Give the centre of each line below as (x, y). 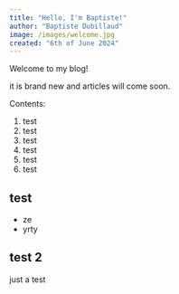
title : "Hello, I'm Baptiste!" (68, 18)
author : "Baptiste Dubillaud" (66, 26)
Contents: (28, 104)
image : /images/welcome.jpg (62, 34)
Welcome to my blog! (49, 69)
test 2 (26, 257)
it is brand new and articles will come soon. (90, 86)
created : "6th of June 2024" (64, 43)
